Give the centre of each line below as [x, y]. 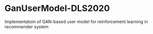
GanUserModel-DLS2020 [57, 8]
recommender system [27, 26]
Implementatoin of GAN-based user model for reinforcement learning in [76, 22]
